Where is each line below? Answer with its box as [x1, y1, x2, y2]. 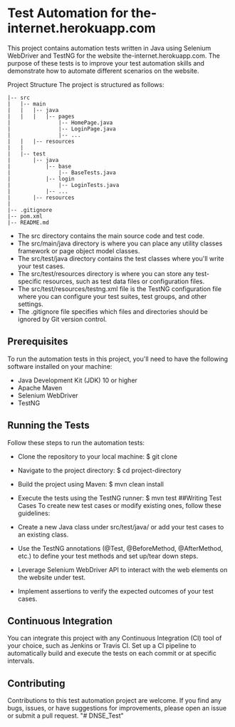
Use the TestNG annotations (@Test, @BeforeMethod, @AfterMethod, [17, 544, 224, 552]
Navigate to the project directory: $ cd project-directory [17, 466, 182, 474]
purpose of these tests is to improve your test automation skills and [7, 59, 205, 67]
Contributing [7, 677, 66, 689]
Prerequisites [7, 335, 68, 347]
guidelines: [17, 509, 51, 517]
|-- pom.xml [7, 213, 43, 220]
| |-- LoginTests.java [7, 181, 120, 188]
